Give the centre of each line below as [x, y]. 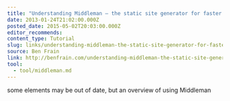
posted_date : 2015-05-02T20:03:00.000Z [64, 26]
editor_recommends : [35, 32]
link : [15, 58]
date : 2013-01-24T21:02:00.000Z [53, 20]
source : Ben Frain [33, 52]
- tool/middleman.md [42, 70]
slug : [15, 45]
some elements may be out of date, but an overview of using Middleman [109, 90]
